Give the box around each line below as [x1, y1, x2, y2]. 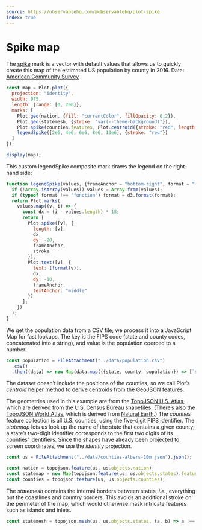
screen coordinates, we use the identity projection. [6, 442, 132, 450]
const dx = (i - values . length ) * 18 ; [22, 209, 120, 215]
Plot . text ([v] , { [28, 260, 71, 266]
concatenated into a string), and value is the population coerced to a [6, 339, 176, 346]
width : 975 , [11, 96, 42, 103]
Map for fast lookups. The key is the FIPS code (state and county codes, [6, 333, 185, 340]
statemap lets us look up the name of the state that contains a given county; [6, 423, 195, 430]
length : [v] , [32, 226, 66, 232]
